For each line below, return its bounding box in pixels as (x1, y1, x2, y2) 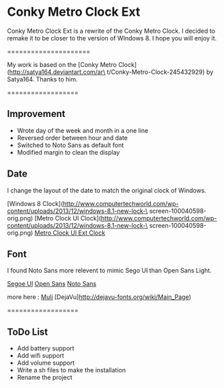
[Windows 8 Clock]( (7, 199, 64, 207)
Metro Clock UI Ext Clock (34, 229, 106, 237)
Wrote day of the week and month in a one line (16, 126, 149, 134)
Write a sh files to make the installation (16, 366, 126, 374)
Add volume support (16, 359, 75, 367)
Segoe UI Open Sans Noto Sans (7, 280, 97, 288)
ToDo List (7, 326, 48, 337)
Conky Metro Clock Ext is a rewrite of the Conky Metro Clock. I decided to (7, 27, 216, 35)
